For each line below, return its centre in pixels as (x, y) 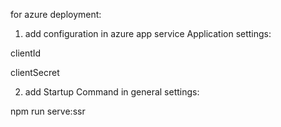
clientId (26, 53)
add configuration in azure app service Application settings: (148, 33)
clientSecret (35, 72)
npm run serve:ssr (48, 111)
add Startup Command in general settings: (112, 92)
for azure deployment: (56, 14)
